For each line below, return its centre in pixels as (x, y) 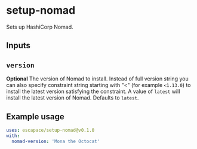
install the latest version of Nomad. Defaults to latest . (73, 98)
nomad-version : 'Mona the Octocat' (56, 141)
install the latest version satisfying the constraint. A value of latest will (93, 91)
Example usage (35, 117)
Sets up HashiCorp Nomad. (40, 27)
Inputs (19, 46)
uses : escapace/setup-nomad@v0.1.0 (50, 130)
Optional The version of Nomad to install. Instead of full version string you (98, 79)
